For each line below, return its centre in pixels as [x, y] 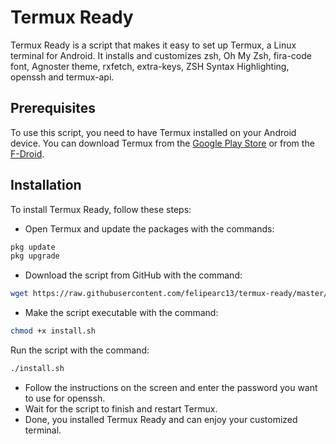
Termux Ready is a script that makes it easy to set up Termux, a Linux [153, 45]
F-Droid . [27, 153]
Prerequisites [53, 108]
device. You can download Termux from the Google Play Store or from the [162, 143]
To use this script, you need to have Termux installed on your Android [153, 132]
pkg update [33, 247]
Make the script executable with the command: [121, 313]
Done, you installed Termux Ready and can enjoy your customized [161, 419]
